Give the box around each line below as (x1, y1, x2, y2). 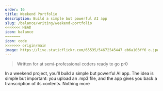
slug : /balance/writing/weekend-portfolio (5, 20, 92, 26)
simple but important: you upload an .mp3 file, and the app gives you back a (5, 76, 157, 81)
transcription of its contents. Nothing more (5, 80, 90, 86)
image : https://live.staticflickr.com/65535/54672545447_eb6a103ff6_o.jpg (5, 47, 160, 52)
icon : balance (5, 30, 34, 34)
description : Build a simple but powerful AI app (5, 16, 108, 21)
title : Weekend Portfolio (5, 12, 57, 16)
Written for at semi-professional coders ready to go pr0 (16, 61, 128, 67)
